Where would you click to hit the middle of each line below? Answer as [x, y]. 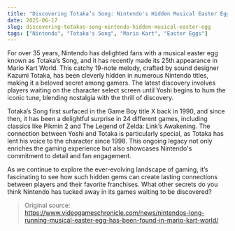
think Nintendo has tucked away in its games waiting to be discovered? [109, 192]
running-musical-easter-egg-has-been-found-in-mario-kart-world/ [121, 220]
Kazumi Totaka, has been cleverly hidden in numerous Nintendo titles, [108, 76]
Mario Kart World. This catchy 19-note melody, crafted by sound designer [113, 68]
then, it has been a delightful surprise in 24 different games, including [107, 119]
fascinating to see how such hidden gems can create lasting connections [113, 177]
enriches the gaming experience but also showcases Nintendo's [100, 148]
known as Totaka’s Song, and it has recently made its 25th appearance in [113, 61]
